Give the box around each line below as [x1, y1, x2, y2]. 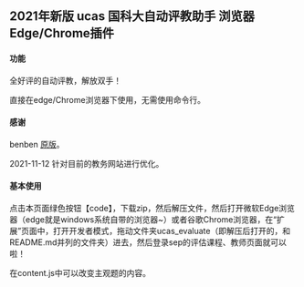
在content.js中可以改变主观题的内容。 [9, 268, 151, 278]
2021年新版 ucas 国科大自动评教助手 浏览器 [9, 8, 256, 25]
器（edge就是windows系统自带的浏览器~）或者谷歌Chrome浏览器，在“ [9, 214, 277, 225]
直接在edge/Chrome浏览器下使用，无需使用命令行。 [9, 94, 205, 105]
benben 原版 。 [9, 138, 65, 149]
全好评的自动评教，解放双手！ [9, 75, 121, 86]
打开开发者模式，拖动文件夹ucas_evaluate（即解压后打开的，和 [53, 226, 290, 236]
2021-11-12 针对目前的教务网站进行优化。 [9, 158, 164, 169]
